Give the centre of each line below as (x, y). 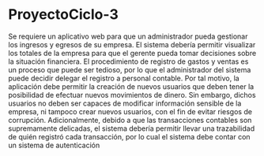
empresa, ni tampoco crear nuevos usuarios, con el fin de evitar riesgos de (130, 111)
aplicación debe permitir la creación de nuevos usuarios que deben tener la (131, 86)
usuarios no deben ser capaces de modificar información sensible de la (125, 103)
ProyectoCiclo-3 (63, 15)
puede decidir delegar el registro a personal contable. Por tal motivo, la (124, 78)
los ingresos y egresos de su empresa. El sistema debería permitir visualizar (132, 44)
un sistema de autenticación (54, 145)
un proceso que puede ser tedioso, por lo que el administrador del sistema (130, 69)
